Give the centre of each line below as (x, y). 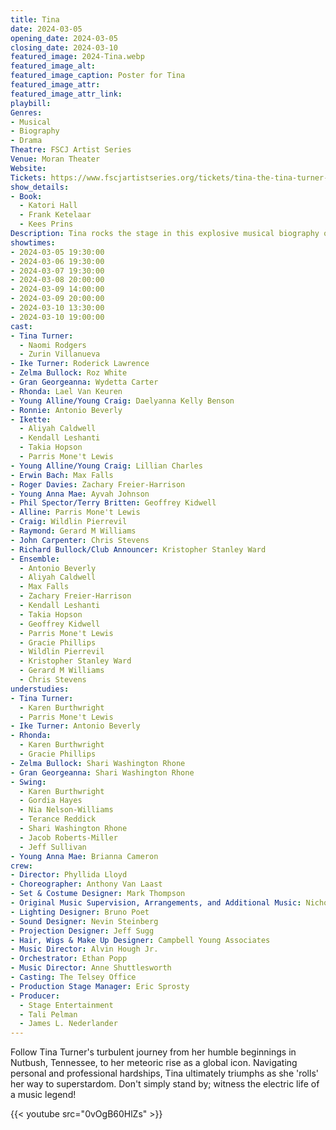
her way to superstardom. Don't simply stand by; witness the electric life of (165, 1084)
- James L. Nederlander (68, 1024)
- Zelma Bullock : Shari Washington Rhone (98, 763)
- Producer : (35, 996)
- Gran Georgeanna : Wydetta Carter (84, 382)
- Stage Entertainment (66, 1005)
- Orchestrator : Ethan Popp (69, 959)
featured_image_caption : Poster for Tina (98, 76)
